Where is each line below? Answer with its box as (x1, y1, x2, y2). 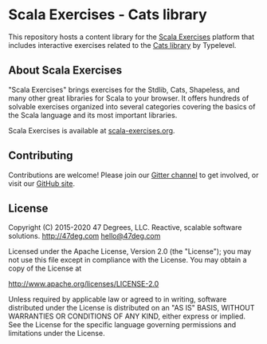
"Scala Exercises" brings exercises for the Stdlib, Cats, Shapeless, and (8, 85, 241, 94)
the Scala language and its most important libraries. (8, 110, 178, 120)
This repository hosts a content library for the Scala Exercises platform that (8, 32, 255, 42)
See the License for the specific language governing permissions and (8, 320, 237, 330)
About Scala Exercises (8, 64, 123, 77)
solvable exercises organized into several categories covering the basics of (8, 101, 256, 111)
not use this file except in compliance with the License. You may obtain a (8, 255, 247, 265)
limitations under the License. (8, 329, 105, 338)
